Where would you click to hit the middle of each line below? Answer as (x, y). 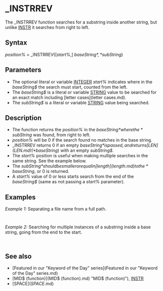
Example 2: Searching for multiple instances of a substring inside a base (78, 227)
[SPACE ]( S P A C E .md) (33, 284)
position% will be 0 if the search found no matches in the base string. (82, 140)
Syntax (16, 43)
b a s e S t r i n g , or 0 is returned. (41, 171)
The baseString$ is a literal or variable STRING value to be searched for (84, 92)
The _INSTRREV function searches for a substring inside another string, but (81, 22)
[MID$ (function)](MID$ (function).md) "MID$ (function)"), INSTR (78, 278)
